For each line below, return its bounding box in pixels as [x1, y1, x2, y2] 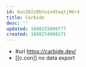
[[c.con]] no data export [15, 54, 75, 62]
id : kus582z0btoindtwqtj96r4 [6, 8, 80, 15]
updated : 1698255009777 [6, 25, 67, 32]
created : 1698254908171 [6, 31, 67, 37]
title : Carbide [6, 14, 45, 21]
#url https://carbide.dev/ [15, 48, 77, 55]
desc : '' [6, 20, 28, 26]
